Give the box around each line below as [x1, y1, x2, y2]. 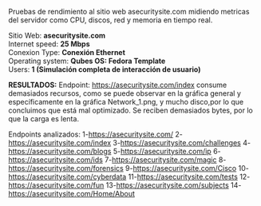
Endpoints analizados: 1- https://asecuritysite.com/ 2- [8, 129, 184, 139]
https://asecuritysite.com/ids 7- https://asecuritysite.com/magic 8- [8, 155, 227, 164]
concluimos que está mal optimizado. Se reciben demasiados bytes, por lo [8, 105, 253, 115]
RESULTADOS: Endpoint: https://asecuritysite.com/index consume [8, 80, 227, 89]
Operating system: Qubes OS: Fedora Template [8, 56, 166, 65]
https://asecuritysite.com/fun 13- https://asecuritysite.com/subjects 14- [8, 180, 242, 190]
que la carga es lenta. [8, 114, 80, 123]
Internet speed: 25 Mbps [8, 39, 90, 49]
